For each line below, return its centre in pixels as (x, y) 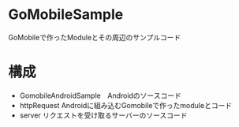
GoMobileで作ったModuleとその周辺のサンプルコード (95, 37)
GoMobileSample (66, 15)
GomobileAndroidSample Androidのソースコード (100, 95)
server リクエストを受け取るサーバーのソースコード (103, 115)
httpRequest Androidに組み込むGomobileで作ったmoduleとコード (126, 105)
